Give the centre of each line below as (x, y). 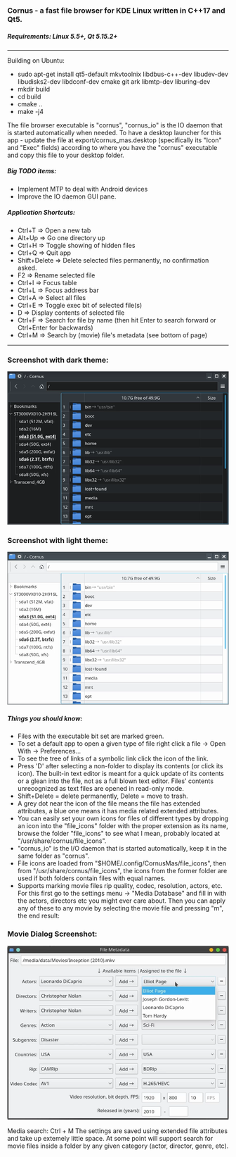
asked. (27, 268)
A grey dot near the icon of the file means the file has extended (109, 803)
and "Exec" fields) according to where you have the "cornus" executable (112, 147)
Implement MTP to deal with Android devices (83, 189)
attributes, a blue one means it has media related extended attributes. (118, 811)
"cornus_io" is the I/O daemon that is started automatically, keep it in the (122, 849)
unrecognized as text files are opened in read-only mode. (100, 789)
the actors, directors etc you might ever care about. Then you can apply (122, 901)
